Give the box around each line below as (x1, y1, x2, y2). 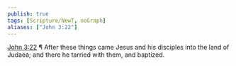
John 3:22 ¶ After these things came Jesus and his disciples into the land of (7, 43, 230, 52)
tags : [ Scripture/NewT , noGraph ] (7, 17, 106, 24)
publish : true (7, 10, 50, 18)
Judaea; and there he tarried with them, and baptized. (7, 50, 165, 59)
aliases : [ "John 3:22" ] (7, 23, 78, 31)
